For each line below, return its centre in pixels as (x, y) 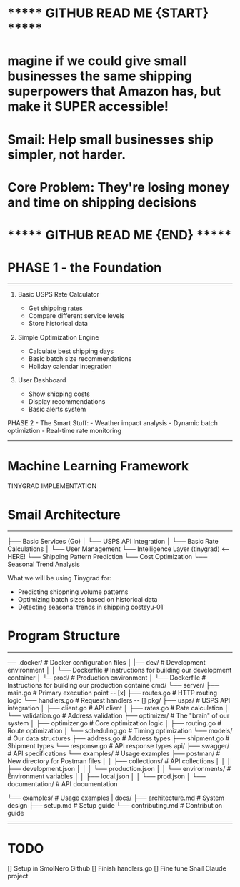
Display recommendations (67, 401)
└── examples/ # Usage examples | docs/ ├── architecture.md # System (116, 798)
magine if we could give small (97, 61)
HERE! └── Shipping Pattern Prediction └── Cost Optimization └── (107, 556)
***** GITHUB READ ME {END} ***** (120, 235)
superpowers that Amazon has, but (114, 91)
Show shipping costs (59, 394)
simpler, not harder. (67, 154)
